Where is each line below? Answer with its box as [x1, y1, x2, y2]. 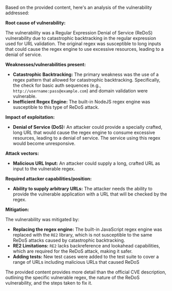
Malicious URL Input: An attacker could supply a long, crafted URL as [12, 160, 160, 166]
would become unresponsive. [12, 141, 76, 146]
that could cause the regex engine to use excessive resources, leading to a [5, 46, 164, 52]
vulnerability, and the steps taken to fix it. [5, 280, 92, 286]
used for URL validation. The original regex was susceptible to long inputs [5, 41, 161, 47]
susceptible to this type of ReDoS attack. [12, 104, 99, 110]
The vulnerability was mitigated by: [5, 217, 80, 222]
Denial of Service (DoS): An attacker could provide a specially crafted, [12, 124, 163, 130]
